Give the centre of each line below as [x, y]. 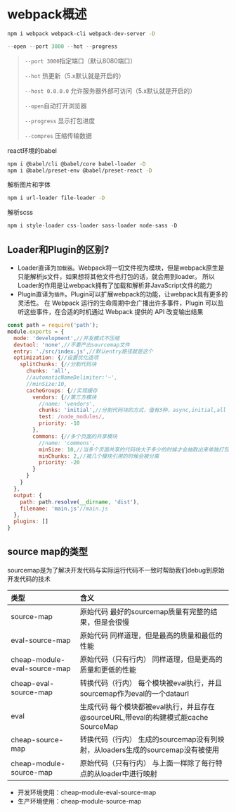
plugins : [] [31, 522]
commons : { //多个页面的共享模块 [75, 436]
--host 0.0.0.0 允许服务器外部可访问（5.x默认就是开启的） [110, 90]
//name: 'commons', [67, 443]
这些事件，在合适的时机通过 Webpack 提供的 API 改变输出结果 [113, 312]
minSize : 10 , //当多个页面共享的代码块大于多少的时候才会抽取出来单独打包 [134, 449]
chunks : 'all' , [48, 371]
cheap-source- [37, 739]
